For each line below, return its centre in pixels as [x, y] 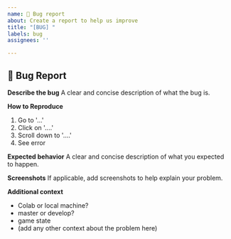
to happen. [23, 164]
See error [32, 142]
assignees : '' [28, 41]
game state [34, 221]
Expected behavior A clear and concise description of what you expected [116, 156]
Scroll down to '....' [45, 135]
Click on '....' [36, 127]
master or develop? [46, 213]
